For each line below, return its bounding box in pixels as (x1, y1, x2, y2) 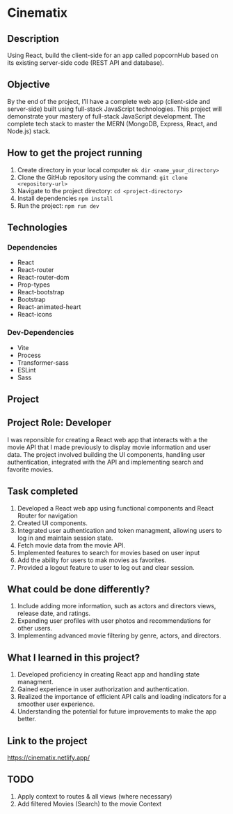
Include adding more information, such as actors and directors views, (17, 602, 216, 610)
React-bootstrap (17, 288, 65, 296)
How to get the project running (7, 147, 143, 159)
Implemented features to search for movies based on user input (17, 548, 200, 557)
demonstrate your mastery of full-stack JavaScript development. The (7, 112, 206, 120)
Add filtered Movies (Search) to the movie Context (17, 799, 162, 808)
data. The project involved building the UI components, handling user (7, 450, 205, 458)
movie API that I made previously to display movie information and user (7, 443, 211, 451)
